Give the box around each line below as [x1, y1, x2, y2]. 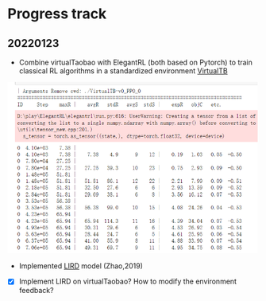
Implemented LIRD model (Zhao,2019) [18, 261, 144, 271]
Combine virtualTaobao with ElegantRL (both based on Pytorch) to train [18, 57, 253, 67]
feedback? [18, 286, 54, 295]
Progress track [7, 5, 107, 23]
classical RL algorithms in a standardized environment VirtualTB [18, 66, 228, 76]
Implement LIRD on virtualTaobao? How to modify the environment [18, 276, 237, 287]
